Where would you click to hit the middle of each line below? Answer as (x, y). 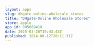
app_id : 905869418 (24, 27)
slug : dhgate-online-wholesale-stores (44, 14)
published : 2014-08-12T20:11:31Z (39, 36)
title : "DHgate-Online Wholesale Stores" (48, 18)
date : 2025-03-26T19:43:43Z (34, 32)
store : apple (18, 23)
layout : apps (18, 9)
